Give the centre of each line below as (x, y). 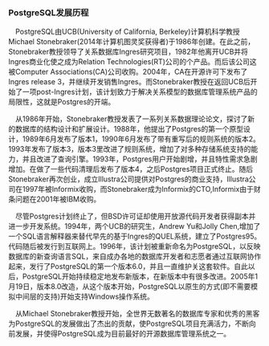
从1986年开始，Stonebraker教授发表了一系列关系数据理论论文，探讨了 (132, 119)
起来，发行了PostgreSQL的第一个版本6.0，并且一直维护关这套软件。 (121, 267)
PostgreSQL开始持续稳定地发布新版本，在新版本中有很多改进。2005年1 (140, 277)
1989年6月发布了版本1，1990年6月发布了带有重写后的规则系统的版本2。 (141, 139)
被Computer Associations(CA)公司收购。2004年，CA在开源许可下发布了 (128, 72)
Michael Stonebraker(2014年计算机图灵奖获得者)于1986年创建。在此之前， (132, 42)
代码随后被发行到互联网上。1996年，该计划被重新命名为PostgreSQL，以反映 (134, 246)
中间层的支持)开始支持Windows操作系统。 (85, 297)
